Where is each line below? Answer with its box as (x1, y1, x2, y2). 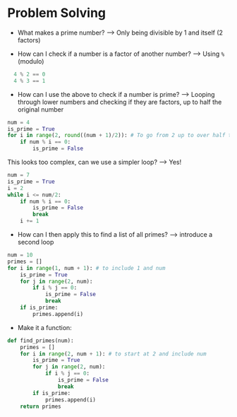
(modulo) (17, 57, 44, 65)
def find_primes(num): (7, 337, 74, 344)
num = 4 (7, 119, 30, 126)
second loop (17, 238, 54, 247)
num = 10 (7, 252, 33, 259)
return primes (20, 403, 61, 410)
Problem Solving (7, 5, 107, 21)
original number (17, 105, 64, 114)
